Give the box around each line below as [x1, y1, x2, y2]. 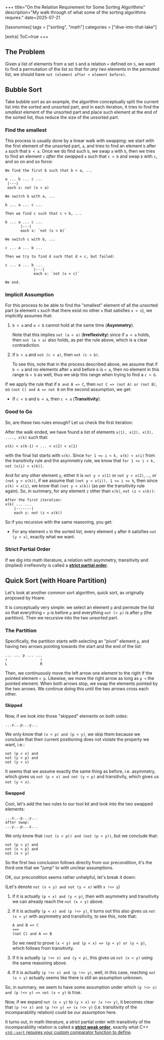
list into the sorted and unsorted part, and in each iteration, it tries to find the [5, 104, 159, 110]
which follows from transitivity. [12, 945, 74, 951]
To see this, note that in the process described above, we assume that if [12, 361, 158, 367]
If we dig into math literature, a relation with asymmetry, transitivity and [5, 557, 148, 563]
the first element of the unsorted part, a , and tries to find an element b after [5, 142, 157, 149]
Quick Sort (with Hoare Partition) [5, 577, 107, 585]
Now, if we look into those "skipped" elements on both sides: [5, 713, 128, 719]
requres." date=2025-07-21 [5, 15, 60, 20]
